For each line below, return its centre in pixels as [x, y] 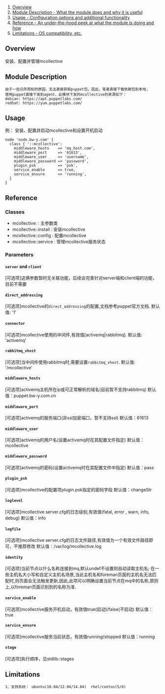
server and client [23, 266]
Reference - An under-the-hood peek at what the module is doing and [83, 23]
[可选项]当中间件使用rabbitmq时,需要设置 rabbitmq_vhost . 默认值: [70, 362]
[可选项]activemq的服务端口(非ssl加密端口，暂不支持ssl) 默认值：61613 [77, 418]
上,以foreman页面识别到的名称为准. [41, 587]
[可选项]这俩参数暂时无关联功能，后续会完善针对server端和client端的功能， [81, 278]
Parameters [19, 255]
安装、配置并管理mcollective [34, 61]
